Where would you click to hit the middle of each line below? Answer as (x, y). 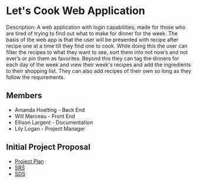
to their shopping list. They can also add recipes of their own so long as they (99, 71)
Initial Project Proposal (48, 147)
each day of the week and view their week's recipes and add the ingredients (98, 64)
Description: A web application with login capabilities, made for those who (96, 27)
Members (24, 96)
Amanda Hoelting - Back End (50, 109)
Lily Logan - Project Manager (50, 128)
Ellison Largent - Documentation (54, 122)
